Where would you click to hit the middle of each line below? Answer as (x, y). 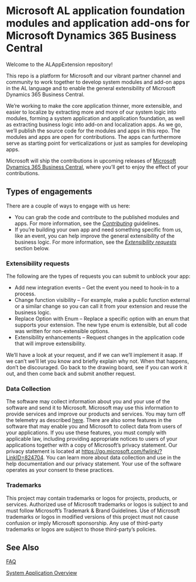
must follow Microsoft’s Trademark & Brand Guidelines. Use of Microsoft (93, 510)
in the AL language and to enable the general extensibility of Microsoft (91, 88)
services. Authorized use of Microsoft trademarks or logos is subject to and (97, 504)
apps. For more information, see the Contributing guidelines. (87, 223)
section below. (32, 248)
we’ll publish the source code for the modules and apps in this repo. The (93, 131)
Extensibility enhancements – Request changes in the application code (100, 338)
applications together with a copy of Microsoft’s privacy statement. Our (92, 445)
